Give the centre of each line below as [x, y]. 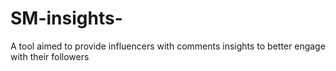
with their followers [50, 56]
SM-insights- [66, 18]
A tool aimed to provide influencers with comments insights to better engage [168, 46]
